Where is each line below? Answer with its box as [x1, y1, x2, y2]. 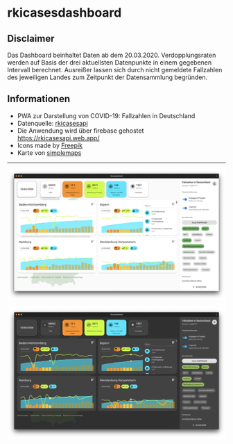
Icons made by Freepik [17, 141, 83, 149]
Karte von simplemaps [17, 148, 82, 157]
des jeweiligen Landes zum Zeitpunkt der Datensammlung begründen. [7, 73, 208, 81]
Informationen [7, 93, 71, 105]
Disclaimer [7, 33, 55, 44]
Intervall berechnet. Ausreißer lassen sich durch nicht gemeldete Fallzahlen [7, 66, 223, 74]
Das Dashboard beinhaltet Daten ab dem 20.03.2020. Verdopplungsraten [7, 51, 216, 59]
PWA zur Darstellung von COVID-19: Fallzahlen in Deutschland [17, 111, 196, 120]
